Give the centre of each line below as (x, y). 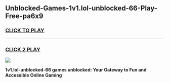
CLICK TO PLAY (25, 31)
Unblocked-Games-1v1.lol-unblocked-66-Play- (81, 8)
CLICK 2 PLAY (23, 49)
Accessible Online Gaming (34, 75)
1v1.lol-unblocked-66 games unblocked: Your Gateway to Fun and (76, 69)
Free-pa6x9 (24, 16)
